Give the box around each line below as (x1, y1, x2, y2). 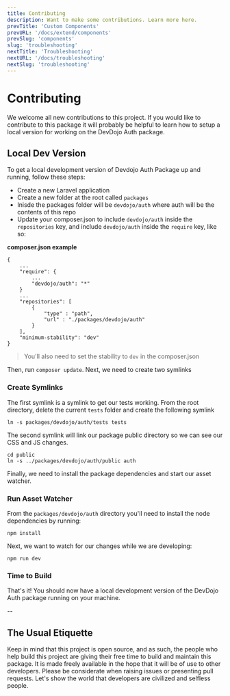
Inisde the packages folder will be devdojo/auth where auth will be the (16, 201, 215, 209)
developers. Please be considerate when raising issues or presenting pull (7, 667, 214, 675)
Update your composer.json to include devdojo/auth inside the (16, 215, 193, 223)
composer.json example (7, 243, 77, 251)
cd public (7, 451, 36, 458)
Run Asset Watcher (7, 494, 73, 504)
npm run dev (7, 555, 41, 562)
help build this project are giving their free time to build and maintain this (7, 652, 212, 661)
